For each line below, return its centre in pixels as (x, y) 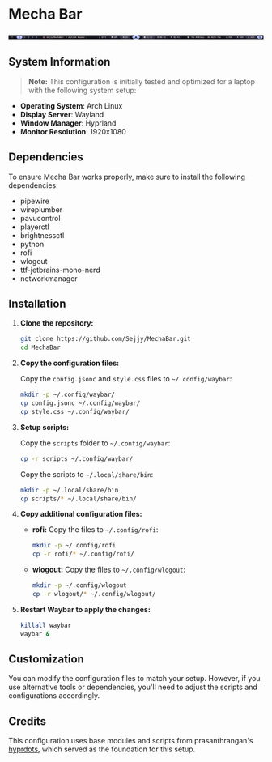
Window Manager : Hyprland (68, 123)
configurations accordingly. (54, 696)
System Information (59, 62)
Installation (37, 303)
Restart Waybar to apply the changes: (85, 609)
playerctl (35, 227)
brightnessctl (42, 235)
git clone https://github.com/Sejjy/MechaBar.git (106, 339)
